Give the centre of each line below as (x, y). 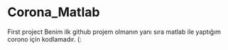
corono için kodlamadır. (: (44, 39)
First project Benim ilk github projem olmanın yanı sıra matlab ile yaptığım (114, 32)
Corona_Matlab (54, 12)
